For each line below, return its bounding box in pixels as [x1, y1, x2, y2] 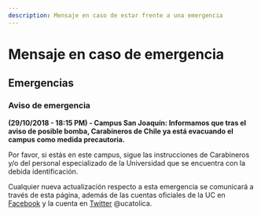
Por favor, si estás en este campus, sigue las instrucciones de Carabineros [8, 150, 250, 159]
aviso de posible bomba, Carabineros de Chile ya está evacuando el [8, 126, 233, 136]
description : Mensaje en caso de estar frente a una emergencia [8, 11, 223, 20]
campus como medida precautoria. [8, 134, 126, 144]
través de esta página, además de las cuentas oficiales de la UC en [8, 190, 226, 200]
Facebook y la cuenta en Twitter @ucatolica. [8, 198, 153, 208]
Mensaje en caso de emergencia [8, 45, 224, 63]
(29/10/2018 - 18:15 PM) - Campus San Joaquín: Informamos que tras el [8, 118, 246, 127]
